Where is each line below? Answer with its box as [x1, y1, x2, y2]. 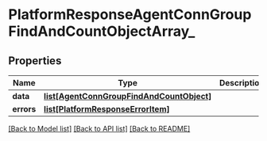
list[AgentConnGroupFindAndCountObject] [43, 91, 212, 101]
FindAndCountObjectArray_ [8, 22, 195, 40]
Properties [8, 54, 62, 67]
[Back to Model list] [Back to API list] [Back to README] [8, 124, 191, 133]
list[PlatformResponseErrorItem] [43, 104, 170, 114]
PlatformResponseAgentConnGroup [8, 6, 252, 24]
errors [12, 104, 37, 114]
